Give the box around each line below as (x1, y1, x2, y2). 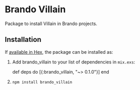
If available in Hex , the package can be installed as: (5, 49, 113, 55)
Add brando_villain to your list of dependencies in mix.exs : (12, 59, 135, 65)
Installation (5, 35, 42, 44)
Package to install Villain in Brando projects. (5, 20, 97, 27)
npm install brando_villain (12, 79, 72, 85)
